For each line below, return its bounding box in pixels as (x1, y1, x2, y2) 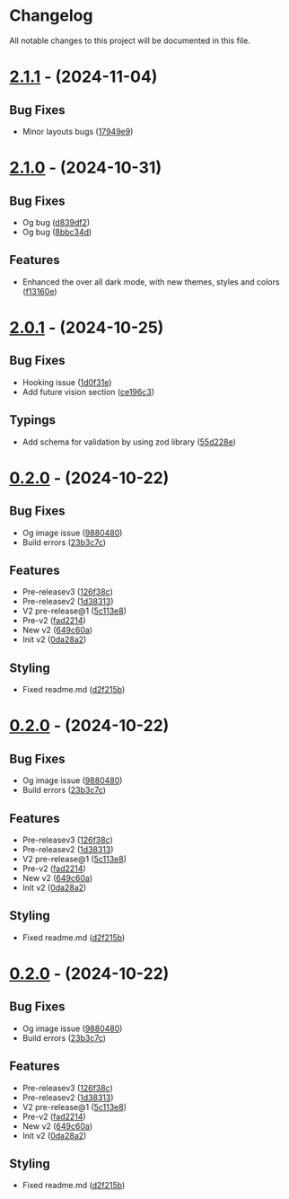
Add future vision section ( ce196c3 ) (22, 386, 155, 397)
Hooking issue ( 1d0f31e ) (22, 376, 112, 387)
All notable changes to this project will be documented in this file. (9, 35, 251, 46)
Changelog (9, 5, 93, 26)
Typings (9, 412, 57, 428)
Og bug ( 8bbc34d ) (22, 226, 92, 237)
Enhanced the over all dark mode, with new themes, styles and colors (22, 276, 280, 287)
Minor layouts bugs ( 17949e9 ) (22, 126, 134, 137)
